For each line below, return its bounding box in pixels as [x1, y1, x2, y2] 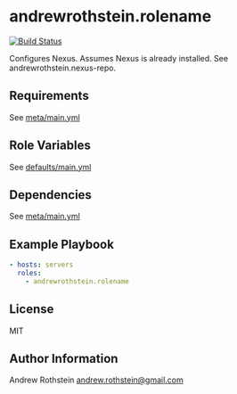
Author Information [9, 351, 118, 366]
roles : [17, 269, 42, 278]
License [9, 301, 54, 317]
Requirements [9, 88, 89, 103]
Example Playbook [9, 236, 114, 251]
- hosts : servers [9, 260, 74, 269]
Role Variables [9, 138, 91, 153]
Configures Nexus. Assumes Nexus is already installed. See [9, 53, 229, 63]
